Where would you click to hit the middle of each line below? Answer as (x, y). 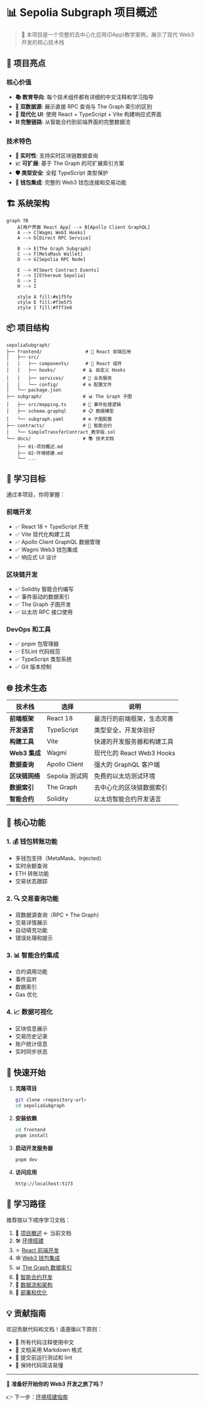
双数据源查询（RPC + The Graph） (59, 915)
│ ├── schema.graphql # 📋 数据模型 (60, 411)
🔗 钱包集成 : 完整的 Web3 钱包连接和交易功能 (71, 182)
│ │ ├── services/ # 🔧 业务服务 (59, 378)
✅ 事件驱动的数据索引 (42, 596)
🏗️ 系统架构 (28, 204)
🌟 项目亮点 (26, 63)
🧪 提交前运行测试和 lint (44, 1358)
